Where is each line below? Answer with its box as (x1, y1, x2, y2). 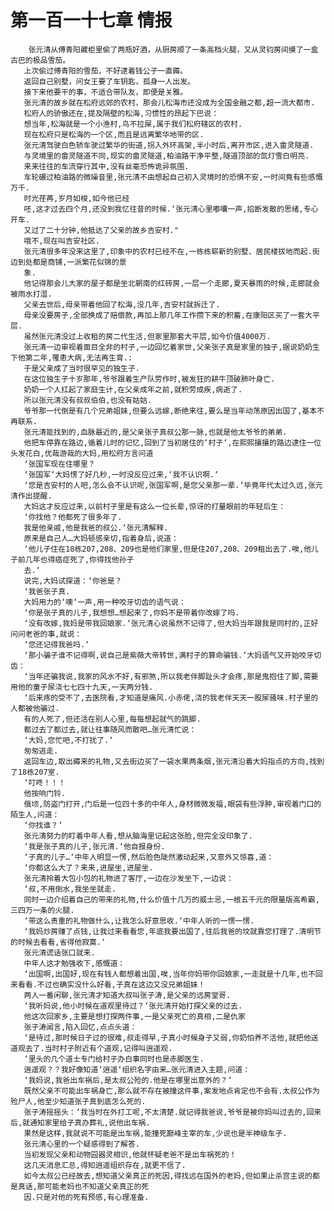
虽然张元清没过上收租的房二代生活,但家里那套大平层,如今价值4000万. (23, 331, 272, 341)
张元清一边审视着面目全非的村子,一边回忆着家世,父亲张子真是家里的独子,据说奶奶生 (23, 342, 320, 352)
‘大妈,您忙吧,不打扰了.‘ (23, 735, 114, 745)
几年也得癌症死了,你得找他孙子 (24, 554, 135, 565)
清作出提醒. (10, 491, 53, 501)
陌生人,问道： (10, 809, 60, 820)
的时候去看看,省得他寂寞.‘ (10, 937, 107, 947)
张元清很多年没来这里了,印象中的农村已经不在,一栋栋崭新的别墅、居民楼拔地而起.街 (23, 246, 320, 256)
